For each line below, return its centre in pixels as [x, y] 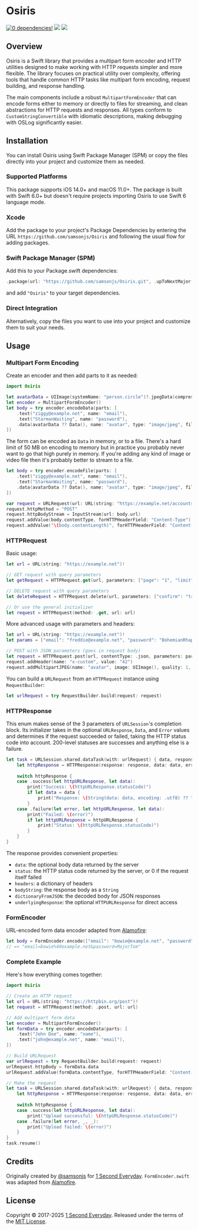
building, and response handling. [46, 86]
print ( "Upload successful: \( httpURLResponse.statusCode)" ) [103, 1116]
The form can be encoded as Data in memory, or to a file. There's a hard [94, 441]
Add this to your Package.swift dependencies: [62, 271]
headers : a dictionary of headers [54, 883]
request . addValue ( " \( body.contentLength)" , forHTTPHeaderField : [87, 526]
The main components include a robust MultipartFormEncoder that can [91, 97]
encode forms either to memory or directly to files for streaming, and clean [97, 103]
